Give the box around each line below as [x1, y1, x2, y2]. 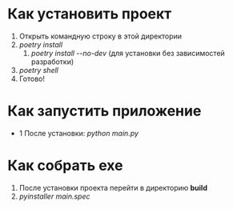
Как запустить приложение [7, 102, 202, 120]
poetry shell [18, 65, 59, 74]
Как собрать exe [7, 157, 123, 175]
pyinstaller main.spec [18, 191, 90, 201]
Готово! [18, 74, 46, 83]
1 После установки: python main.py [18, 128, 139, 138]
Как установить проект [7, 5, 172, 23]
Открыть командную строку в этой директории [18, 31, 182, 41]
